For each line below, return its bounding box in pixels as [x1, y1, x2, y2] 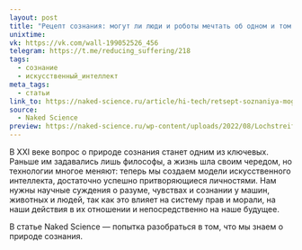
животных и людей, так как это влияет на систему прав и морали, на [9, 194, 276, 205]
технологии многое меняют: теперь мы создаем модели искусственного [9, 165, 291, 176]
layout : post [9, 13, 58, 22]
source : [9, 105, 39, 114]
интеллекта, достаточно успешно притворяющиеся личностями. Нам [9, 175, 277, 185]
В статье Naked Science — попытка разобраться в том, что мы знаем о [9, 221, 284, 232]
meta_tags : [9, 80, 50, 89]
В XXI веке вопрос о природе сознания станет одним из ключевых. [9, 147, 270, 157]
